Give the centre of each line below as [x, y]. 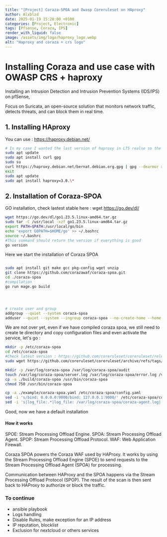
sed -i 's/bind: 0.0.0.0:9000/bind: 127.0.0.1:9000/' [62, 398]
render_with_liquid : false [33, 33]
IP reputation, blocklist [35, 525]
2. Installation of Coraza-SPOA [53, 196]
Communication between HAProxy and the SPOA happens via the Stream [80, 475]
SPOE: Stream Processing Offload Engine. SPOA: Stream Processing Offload [83, 434]
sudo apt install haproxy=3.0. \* [40, 181]
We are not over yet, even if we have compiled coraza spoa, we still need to [83, 327]
